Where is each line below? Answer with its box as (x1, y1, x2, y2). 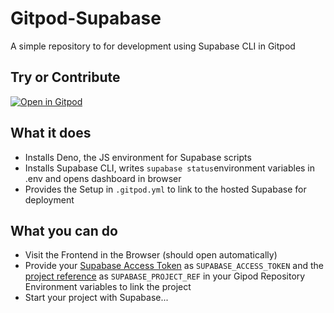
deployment (24, 193, 75, 206)
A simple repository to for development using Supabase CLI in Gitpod (10, 40, 296, 52)
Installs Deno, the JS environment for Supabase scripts (24, 151, 252, 163)
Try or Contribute (10, 69, 121, 86)
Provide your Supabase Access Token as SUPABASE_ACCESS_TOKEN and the (24, 260, 324, 272)
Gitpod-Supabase (10, 7, 162, 30)
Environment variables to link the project (24, 281, 192, 293)
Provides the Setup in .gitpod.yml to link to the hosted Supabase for (24, 183, 307, 195)
